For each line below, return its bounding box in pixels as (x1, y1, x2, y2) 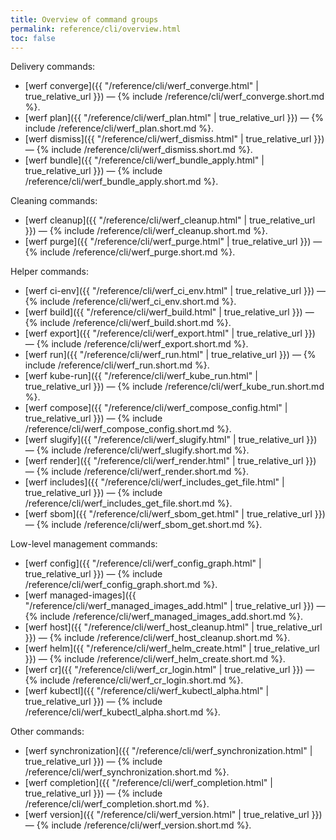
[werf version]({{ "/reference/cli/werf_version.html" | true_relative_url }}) (24, 809, 323, 821)
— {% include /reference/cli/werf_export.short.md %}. (24, 338, 249, 350)
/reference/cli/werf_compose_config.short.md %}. (24, 423, 232, 435)
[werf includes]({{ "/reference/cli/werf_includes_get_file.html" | (24, 476, 285, 488)
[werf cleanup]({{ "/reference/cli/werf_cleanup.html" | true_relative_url (24, 214, 316, 226)
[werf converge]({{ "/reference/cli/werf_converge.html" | (24, 80, 259, 92)
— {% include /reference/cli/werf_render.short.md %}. (24, 466, 250, 478)
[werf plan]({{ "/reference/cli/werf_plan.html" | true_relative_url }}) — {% (24, 112, 325, 124)
